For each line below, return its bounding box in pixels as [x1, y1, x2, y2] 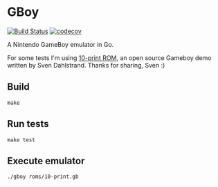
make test [7, 136, 36, 144]
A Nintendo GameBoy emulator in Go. [7, 40, 114, 48]
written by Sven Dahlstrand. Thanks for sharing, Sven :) [7, 61, 165, 69]
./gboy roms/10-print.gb [7, 173, 79, 180]
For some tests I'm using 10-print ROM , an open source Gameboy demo [7, 53, 212, 62]
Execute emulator [7, 155, 85, 166]
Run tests [7, 118, 49, 130]
